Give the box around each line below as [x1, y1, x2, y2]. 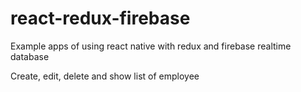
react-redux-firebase [10, 7, 191, 30]
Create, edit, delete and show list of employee [10, 70, 200, 82]
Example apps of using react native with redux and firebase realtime [10, 40, 292, 52]
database [10, 50, 50, 62]
